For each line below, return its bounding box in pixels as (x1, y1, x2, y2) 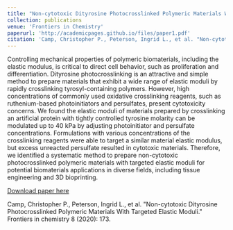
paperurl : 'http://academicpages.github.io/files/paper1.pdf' (7, 29, 191, 37)
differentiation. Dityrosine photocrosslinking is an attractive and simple (7, 70, 209, 79)
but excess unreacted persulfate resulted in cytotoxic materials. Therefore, (7, 144, 221, 152)
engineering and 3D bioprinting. (7, 173, 98, 181)
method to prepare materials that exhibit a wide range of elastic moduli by (7, 77, 218, 85)
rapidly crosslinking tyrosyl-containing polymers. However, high (7, 85, 190, 93)
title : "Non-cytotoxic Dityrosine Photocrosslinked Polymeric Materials (7, 10, 222, 17)
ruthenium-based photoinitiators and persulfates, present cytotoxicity (7, 99, 206, 108)
